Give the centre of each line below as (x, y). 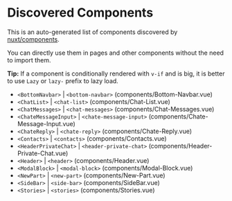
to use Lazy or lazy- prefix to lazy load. (63, 80)
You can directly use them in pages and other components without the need (115, 53)
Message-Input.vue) (46, 123)
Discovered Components (80, 13)
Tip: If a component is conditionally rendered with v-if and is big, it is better (116, 73)
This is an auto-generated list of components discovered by (92, 32)
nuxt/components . (34, 39)
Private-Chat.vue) (43, 153)
